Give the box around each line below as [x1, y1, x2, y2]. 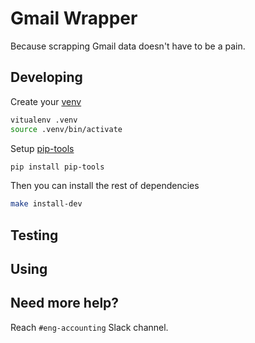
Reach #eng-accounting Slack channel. [10, 321, 169, 333]
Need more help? [10, 295, 120, 312]
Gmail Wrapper [10, 7, 138, 30]
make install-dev [10, 199, 83, 209]
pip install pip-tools [10, 162, 105, 172]
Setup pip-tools [10, 142, 75, 154]
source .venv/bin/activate [10, 124, 123, 134]
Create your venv [10, 95, 82, 107]
